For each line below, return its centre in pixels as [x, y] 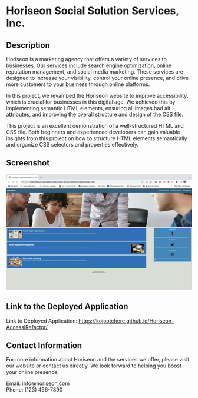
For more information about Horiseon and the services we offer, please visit [98, 360]
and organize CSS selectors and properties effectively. [72, 145]
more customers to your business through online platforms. [78, 84]
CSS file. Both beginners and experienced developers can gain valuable [93, 132]
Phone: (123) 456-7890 [34, 390]
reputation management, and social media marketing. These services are [95, 72]
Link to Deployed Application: [42, 321]
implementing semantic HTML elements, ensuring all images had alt [88, 108]
